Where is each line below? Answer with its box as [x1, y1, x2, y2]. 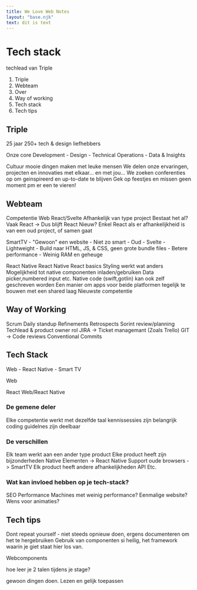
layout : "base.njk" [6, 14, 54, 20]
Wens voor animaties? [6, 498, 60, 505]
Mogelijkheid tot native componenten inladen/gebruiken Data [6, 268, 154, 276]
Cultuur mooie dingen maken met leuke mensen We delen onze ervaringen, [6, 163, 189, 170]
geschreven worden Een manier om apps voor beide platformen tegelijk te [6, 281, 186, 288]
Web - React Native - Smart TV [6, 365, 81, 372]
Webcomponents [6, 555, 48, 562]
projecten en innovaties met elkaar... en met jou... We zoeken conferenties [6, 169, 186, 176]
